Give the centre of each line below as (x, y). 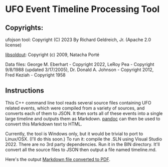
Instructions (25, 91)
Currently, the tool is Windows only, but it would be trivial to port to (74, 133)
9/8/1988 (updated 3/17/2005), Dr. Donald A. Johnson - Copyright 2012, (79, 69)
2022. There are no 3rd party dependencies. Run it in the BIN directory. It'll (82, 144)
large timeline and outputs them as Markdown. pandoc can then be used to (83, 118)
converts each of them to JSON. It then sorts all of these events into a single (84, 113)
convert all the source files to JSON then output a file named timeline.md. (81, 149)
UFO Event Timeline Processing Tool (82, 9)
